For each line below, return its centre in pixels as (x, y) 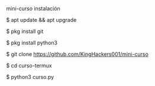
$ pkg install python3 (32, 43)
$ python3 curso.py (30, 77)
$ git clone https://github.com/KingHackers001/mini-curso (77, 54)
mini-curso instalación (33, 9)
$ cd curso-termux (29, 65)
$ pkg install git (25, 31)
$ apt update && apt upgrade (41, 20)
